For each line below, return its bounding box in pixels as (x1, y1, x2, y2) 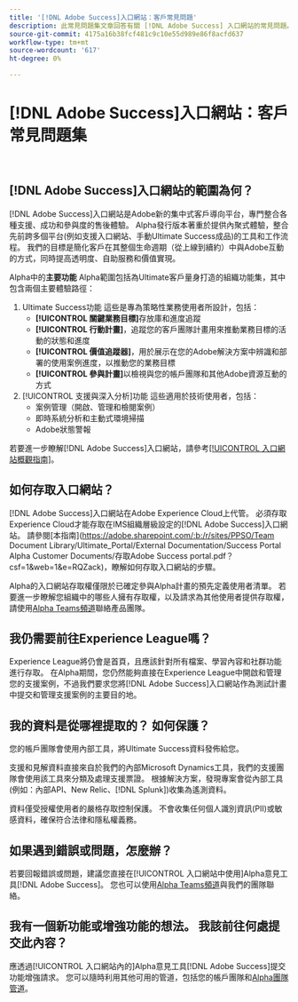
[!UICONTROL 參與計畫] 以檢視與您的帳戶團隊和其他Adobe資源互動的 (35, 368, 287, 378)
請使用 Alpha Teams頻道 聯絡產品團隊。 (9, 602, 151, 613)
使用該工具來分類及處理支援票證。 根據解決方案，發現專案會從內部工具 (24, 774, 284, 784)
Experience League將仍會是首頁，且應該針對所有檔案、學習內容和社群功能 (9, 656, 282, 667)
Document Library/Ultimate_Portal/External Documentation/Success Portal (9, 539, 282, 551)
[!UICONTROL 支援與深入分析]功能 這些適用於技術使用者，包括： (21, 390, 260, 401)
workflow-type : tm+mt (9, 37, 90, 47)
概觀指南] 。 (16, 454, 59, 465)
